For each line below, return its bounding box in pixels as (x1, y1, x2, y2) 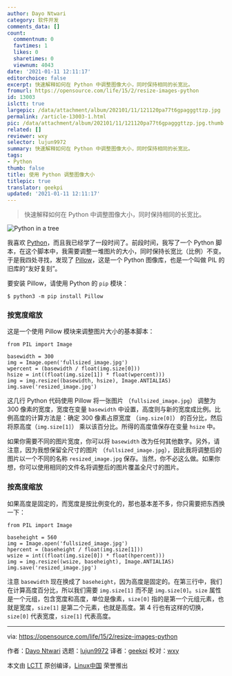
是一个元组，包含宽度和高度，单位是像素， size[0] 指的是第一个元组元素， (7, 594, 219, 603)
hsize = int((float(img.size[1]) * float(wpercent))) (7, 371, 166, 378)
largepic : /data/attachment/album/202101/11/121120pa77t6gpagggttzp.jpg (7, 107, 221, 114)
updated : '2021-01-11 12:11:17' (7, 190, 100, 197)
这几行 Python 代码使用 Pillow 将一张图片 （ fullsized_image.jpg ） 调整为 (7, 396, 216, 405)
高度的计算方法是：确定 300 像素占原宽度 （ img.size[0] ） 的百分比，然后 (12, 413, 223, 423)
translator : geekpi (7, 184, 64, 191)
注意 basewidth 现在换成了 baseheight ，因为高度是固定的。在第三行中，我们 (7, 577, 222, 585)
